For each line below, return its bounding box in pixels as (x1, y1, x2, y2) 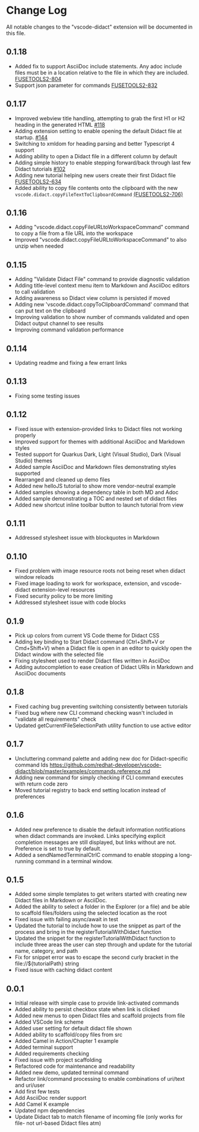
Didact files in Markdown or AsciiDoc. (14, 897, 107, 904)
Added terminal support (14, 1044, 73, 1051)
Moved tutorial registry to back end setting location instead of (14, 786, 166, 793)
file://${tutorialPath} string (14, 960, 79, 967)
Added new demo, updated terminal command (14, 1069, 129, 1076)
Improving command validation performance (14, 326, 124, 333)
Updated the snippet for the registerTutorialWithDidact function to (14, 935, 176, 942)
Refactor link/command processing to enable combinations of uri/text (14, 1075, 185, 1083)
